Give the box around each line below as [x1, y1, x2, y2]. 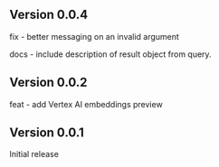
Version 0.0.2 [9, 75, 88, 90]
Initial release [9, 149, 59, 160]
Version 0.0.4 [9, 7, 89, 23]
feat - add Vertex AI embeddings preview [9, 98, 163, 109]
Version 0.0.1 [9, 125, 84, 141]
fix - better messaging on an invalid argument [9, 31, 179, 42]
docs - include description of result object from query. [9, 49, 212, 60]
